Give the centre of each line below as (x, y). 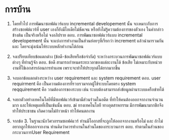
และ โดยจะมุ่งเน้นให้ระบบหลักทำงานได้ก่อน (48, 46)
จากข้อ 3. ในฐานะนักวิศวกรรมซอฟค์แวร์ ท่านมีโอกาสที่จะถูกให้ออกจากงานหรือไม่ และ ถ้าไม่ (87, 121)
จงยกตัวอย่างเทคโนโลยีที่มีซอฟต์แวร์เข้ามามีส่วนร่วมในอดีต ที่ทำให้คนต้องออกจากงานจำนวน (88, 99)
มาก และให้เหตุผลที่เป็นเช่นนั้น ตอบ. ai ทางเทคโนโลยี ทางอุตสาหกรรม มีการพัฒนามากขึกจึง (88, 105)
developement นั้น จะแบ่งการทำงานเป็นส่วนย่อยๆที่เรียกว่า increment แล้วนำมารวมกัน (88, 40)
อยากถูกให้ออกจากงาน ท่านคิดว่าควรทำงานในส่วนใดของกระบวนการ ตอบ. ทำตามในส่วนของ (88, 126)
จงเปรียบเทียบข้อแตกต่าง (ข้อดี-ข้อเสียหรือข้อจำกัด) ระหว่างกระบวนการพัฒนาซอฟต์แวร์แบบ (87, 56)
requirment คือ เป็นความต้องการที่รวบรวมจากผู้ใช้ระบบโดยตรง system (74, 83)
